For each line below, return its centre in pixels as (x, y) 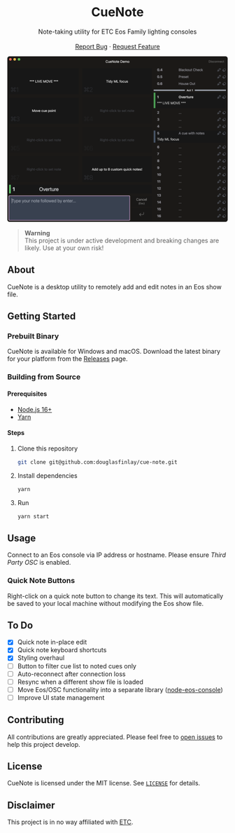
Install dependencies (48, 475)
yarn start (33, 516)
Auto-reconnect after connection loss (71, 674)
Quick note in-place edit (52, 642)
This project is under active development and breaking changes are (122, 240)
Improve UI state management (61, 697)
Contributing (36, 720)
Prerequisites (27, 394)
